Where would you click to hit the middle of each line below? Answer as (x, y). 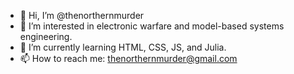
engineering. (46, 36)
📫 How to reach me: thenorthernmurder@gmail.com (128, 58)
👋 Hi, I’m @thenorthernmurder (82, 15)
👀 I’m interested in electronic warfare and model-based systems (152, 26)
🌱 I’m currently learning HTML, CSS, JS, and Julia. (123, 47)
